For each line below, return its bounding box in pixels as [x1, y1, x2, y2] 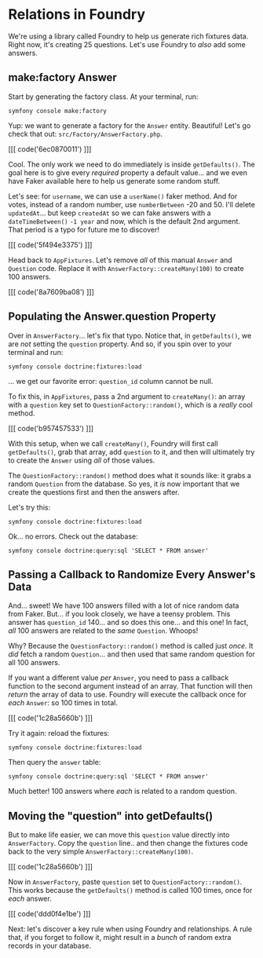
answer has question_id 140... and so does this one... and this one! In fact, [8, 618, 249, 627]
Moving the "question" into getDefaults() [8, 809, 214, 822]
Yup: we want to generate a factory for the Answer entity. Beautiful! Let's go [8, 120, 251, 130]
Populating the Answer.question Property [8, 310, 217, 324]
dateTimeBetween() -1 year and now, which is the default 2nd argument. [8, 216, 241, 225]
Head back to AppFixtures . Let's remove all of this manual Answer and [8, 255, 233, 265]
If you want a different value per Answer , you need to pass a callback [8, 673, 229, 682]
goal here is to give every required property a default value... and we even [8, 167, 248, 177]
